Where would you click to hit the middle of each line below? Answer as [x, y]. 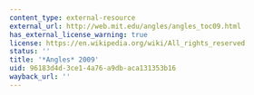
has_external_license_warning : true [78, 34]
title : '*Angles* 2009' [54, 60]
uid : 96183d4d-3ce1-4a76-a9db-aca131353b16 [93, 69]
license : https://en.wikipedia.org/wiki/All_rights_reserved [127, 43]
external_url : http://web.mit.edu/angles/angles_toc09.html [126, 26]
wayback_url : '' [40, 77]
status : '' [30, 52]
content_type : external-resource [73, 18]
